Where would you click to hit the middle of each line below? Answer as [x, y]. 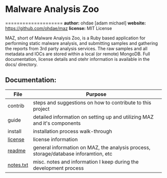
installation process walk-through [73, 131]
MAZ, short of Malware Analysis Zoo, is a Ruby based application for [75, 38]
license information [55, 139]
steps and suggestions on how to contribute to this [92, 102]
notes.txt [18, 165]
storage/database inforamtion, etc [73, 154]
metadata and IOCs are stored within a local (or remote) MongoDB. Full [78, 54]
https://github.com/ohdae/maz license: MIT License [59, 28]
